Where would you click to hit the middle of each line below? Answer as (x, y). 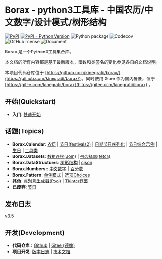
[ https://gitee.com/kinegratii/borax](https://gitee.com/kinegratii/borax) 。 (79, 84)
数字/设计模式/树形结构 (60, 22)
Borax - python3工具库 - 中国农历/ (75, 10)
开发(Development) (35, 233)
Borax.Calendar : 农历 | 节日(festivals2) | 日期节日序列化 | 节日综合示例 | (85, 144)
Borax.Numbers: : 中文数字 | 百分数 (48, 168)
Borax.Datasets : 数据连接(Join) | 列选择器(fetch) (61, 156)
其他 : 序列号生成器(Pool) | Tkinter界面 (50, 181)
